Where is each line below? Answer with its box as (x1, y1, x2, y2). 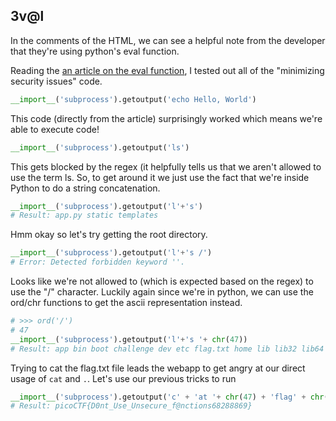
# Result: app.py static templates (10, 210, 159, 221)
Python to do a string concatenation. (10, 182, 161, 194)
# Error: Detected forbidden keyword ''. (10, 257, 186, 268)
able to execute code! (10, 123, 100, 135)
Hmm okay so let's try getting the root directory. (10, 229, 208, 241)
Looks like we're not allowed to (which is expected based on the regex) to (10, 275, 314, 288)
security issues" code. (10, 75, 103, 87)
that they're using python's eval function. (10, 45, 180, 57)
